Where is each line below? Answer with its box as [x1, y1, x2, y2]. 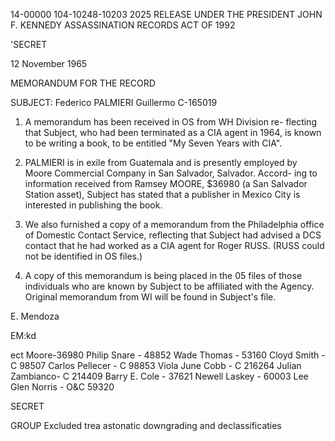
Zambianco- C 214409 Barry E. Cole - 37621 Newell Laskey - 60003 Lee [10, 370, 309, 382]
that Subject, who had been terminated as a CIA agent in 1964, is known [24, 127, 322, 138]
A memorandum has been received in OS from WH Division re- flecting [24, 116, 317, 128]
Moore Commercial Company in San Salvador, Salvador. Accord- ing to [24, 167, 318, 179]
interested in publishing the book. [24, 199, 163, 211]
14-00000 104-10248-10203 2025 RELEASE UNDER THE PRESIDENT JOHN [10, 9, 323, 20]
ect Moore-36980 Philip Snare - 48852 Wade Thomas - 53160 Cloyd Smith [10, 349, 320, 361]
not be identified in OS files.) [24, 250, 143, 262]
